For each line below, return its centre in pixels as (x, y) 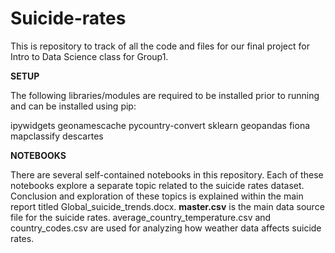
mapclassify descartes (57, 136)
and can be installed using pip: (73, 106)
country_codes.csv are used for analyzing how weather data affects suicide (166, 228)
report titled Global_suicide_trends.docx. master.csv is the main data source (167, 206)
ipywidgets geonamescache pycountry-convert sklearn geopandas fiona (160, 125)
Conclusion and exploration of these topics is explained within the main (157, 196)
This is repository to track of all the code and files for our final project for (160, 46)
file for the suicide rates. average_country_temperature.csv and (141, 217)
